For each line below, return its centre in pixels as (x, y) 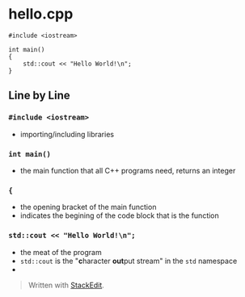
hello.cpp (41, 14)
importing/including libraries (67, 134)
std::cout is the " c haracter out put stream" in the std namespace (129, 261)
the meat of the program (61, 252)
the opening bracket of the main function (88, 207)
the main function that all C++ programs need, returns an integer (128, 170)
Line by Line (39, 96)
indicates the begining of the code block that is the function (120, 215)
